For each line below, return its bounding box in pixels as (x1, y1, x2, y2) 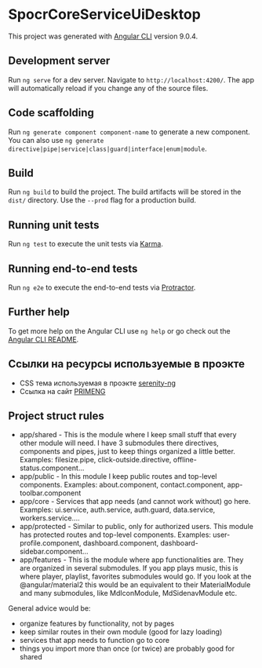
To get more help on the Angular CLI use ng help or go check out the (8, 326, 231, 335)
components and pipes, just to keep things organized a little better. (19, 447, 235, 456)
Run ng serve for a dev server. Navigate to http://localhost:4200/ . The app (8, 75, 255, 84)
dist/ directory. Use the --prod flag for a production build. (8, 195, 196, 205)
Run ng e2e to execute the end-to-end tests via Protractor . (8, 283, 196, 292)
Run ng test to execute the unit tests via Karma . (8, 239, 163, 249)
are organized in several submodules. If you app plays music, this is (19, 564, 238, 573)
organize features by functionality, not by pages (19, 619, 175, 629)
